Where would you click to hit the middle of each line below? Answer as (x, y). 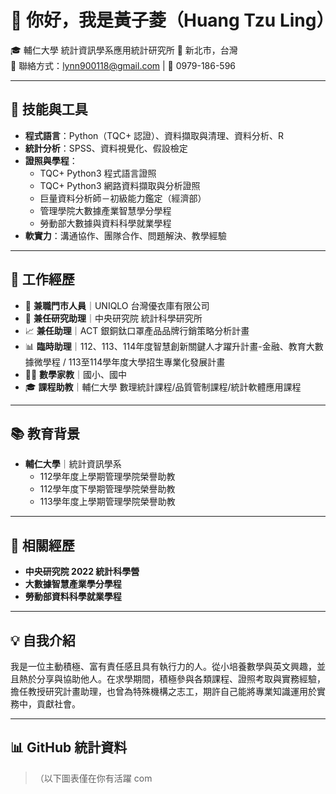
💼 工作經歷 (42, 279)
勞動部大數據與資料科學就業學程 (105, 223)
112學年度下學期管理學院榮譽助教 (107, 489)
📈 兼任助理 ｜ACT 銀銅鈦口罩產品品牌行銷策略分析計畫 (137, 330)
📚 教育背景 (45, 433)
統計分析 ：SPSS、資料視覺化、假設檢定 (106, 148)
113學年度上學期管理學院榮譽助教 (107, 502)
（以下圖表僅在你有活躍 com (93, 778)
